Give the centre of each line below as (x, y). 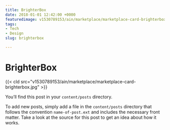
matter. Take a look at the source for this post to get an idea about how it (81, 117)
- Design (14, 33)
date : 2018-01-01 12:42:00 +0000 (40, 15)
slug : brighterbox (25, 38)
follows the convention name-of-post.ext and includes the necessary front (83, 112)
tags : (11, 24)
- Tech (12, 29)
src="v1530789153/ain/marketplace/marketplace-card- (78, 81)
